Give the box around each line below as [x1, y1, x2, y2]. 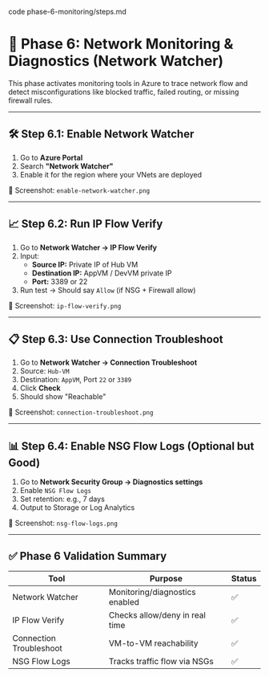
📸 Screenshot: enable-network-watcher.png [8, 185, 151, 195]
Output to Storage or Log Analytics [19, 503, 135, 512]
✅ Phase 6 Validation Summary [8, 549, 167, 563]
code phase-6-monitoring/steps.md [8, 7, 126, 16]
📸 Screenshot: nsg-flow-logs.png [8, 518, 118, 528]
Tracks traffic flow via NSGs [108, 656, 214, 667]
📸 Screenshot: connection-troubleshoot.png [8, 407, 154, 417]
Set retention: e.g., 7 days [19, 494, 106, 504]
